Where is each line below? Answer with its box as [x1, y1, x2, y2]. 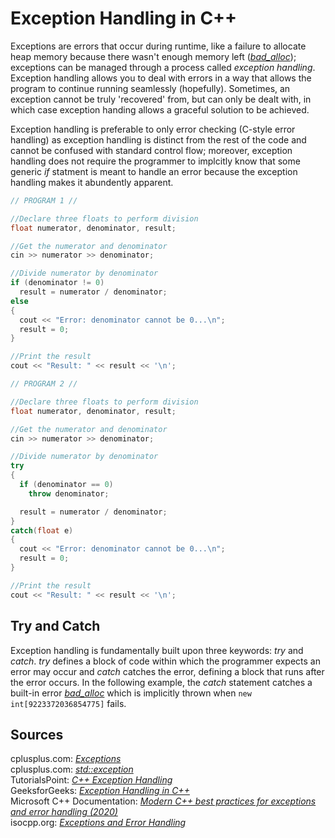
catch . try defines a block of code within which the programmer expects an [10, 655, 322, 667]
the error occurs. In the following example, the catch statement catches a [10, 676, 313, 688]
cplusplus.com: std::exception [10, 763, 134, 776]
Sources [10, 726, 64, 743]
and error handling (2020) [10, 806, 118, 818]
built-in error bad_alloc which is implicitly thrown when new [10, 687, 252, 699]
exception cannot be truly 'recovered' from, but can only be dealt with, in [10, 93, 312, 105]
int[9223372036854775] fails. [10, 697, 127, 709]
